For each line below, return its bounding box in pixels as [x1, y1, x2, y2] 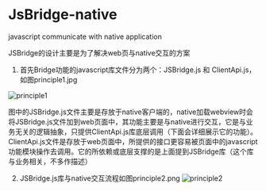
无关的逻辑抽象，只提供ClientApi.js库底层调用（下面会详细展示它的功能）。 [14, 127, 258, 136]
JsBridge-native [8, 6, 118, 24]
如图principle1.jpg [19, 74, 78, 84]
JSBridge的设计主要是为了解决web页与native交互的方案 [8, 48, 191, 57]
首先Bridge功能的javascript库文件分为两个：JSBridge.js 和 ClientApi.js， [19, 65, 256, 74]
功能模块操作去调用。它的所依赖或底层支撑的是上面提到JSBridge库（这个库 [8, 147, 254, 156]
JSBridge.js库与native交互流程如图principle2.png [19, 173, 180, 183]
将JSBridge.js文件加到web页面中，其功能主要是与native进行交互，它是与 [8, 117, 246, 126]
